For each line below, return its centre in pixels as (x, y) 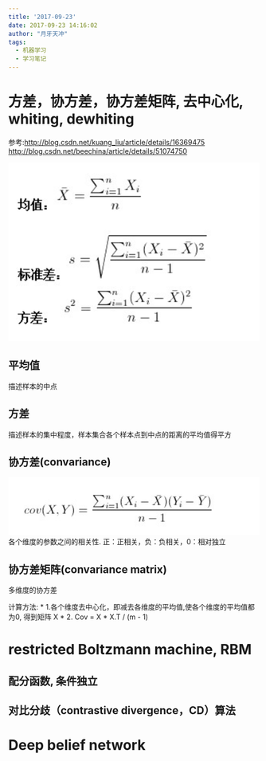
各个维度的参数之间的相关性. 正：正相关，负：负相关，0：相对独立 (117, 542)
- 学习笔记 (31, 59)
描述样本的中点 (33, 386)
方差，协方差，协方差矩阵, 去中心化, (126, 102)
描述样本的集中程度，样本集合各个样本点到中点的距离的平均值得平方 (120, 434)
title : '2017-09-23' (43, 17)
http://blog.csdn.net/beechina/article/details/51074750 (98, 151)
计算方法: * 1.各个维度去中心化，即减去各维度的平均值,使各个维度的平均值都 (131, 606)
